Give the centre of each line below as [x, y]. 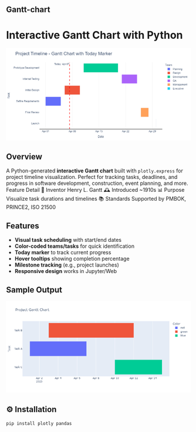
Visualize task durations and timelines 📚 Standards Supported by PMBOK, [96, 199]
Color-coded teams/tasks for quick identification [75, 246]
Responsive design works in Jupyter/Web [66, 271]
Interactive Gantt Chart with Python [94, 35]
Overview [24, 157]
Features [23, 226]
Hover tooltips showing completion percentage [72, 259]
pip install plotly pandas [39, 424]
